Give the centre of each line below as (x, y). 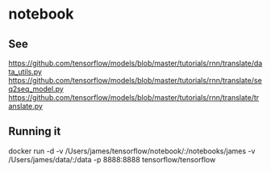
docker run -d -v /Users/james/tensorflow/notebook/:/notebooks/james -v (132, 151)
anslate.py (25, 106)
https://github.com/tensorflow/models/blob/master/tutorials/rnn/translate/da (135, 63)
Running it (35, 131)
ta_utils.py (25, 72)
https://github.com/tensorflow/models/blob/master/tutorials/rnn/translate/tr (134, 97)
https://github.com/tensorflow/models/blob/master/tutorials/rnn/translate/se (135, 80)
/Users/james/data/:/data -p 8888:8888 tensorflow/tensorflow (112, 159)
